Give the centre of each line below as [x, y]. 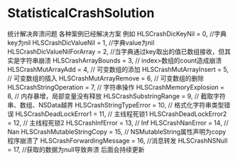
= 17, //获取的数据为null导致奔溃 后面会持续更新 [76, 149]
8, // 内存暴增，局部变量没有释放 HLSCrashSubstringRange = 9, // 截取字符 [117, 96]
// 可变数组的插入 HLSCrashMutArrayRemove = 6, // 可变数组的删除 [106, 78]
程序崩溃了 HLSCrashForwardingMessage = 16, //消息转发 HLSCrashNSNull [118, 140]
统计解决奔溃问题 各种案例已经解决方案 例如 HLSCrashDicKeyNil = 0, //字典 [117, 33]
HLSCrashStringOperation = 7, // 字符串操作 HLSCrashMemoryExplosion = [116, 87]
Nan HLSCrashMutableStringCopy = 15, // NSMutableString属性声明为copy [117, 131]
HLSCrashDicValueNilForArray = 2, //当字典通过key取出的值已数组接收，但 [116, 51]
